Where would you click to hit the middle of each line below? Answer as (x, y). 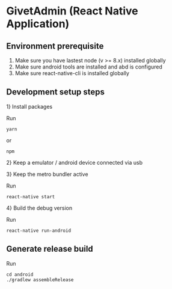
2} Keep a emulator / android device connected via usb (75, 162)
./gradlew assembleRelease (40, 280)
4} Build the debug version (39, 208)
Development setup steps (56, 92)
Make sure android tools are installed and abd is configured (88, 67)
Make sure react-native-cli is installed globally (72, 73)
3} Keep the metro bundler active (47, 174)
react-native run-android (38, 230)
